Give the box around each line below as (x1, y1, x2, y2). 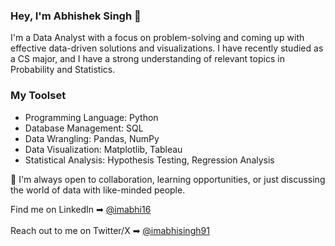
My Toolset (10, 89, 67, 103)
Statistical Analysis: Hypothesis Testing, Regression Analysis (24, 154, 275, 166)
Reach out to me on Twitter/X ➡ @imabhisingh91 (10, 224, 210, 236)
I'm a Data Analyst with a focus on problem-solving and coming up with (10, 32, 305, 44)
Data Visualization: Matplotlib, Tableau (24, 143, 183, 155)
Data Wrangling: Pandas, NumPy (24, 132, 160, 144)
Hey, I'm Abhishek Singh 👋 (10, 9, 142, 23)
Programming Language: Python (24, 111, 159, 123)
